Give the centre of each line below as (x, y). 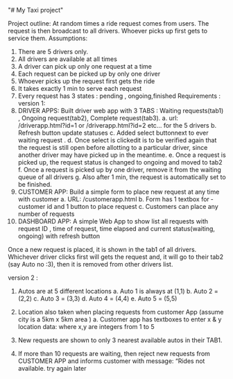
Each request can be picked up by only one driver (89, 74)
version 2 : (23, 278)
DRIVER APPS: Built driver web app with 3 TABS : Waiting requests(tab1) (121, 111)
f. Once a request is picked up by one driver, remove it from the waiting (119, 170)
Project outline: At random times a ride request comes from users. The (109, 23)
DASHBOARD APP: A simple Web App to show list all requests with (113, 221)
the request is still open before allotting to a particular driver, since (113, 148)
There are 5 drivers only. (53, 52)
